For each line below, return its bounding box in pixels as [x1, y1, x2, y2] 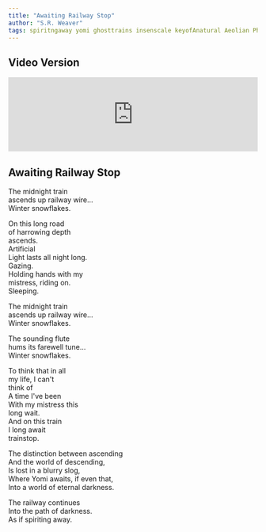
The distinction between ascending [8, 449, 123, 458]
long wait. [8, 408, 40, 417]
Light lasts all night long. [8, 253, 88, 262]
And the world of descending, [8, 457, 105, 466]
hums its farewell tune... [8, 343, 86, 351]
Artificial [8, 244, 36, 254]
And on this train [8, 417, 62, 426]
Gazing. [8, 261, 34, 270]
